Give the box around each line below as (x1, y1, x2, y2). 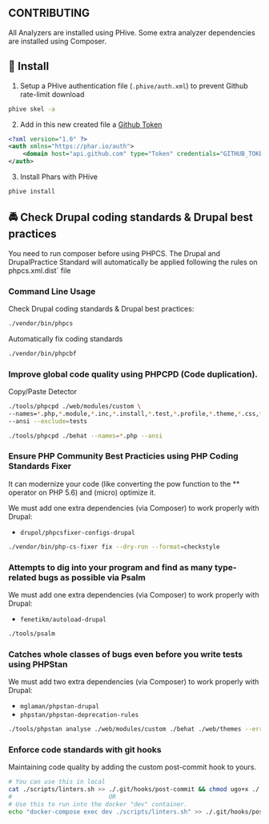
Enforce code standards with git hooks (8, 744, 162, 755)
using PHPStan (8, 659, 68, 670)
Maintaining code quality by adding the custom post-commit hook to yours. (8, 762, 257, 772)
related (8, 572, 37, 583)
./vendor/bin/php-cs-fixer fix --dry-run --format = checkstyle (8, 542, 220, 551)
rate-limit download (19, 89, 85, 99)
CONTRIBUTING (8, 6, 90, 20)
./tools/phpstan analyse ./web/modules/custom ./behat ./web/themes (8, 725, 242, 733)
